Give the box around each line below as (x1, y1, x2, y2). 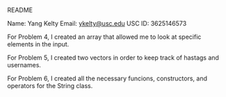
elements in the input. (7, 40, 70, 48)
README (7, 6, 33, 14)
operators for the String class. (7, 82, 93, 89)
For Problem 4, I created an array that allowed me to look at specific (7, 33, 202, 41)
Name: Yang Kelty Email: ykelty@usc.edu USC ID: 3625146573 (7, 19, 187, 27)
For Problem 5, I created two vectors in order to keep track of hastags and (7, 53, 219, 62)
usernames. (7, 61, 42, 69)
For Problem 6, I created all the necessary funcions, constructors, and (7, 74, 207, 82)
